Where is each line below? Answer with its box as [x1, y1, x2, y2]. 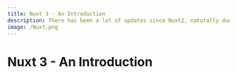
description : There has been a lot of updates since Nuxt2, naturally [7, 17, 219, 24]
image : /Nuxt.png [7, 23, 59, 30]
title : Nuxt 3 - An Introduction [7, 10, 106, 18]
